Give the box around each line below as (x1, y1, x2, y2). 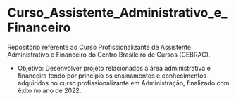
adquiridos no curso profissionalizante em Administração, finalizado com (17, 78, 230, 87)
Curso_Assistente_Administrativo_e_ (7, 5, 228, 21)
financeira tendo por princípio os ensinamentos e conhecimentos (17, 71, 207, 80)
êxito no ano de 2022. (17, 86, 82, 94)
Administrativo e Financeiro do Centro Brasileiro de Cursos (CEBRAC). (7, 50, 211, 59)
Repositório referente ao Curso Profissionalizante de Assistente (7, 43, 192, 51)
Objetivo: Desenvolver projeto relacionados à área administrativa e (17, 64, 211, 72)
